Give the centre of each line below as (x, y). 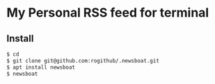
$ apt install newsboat (41, 67)
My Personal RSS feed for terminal (108, 13)
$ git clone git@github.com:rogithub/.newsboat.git (83, 60)
